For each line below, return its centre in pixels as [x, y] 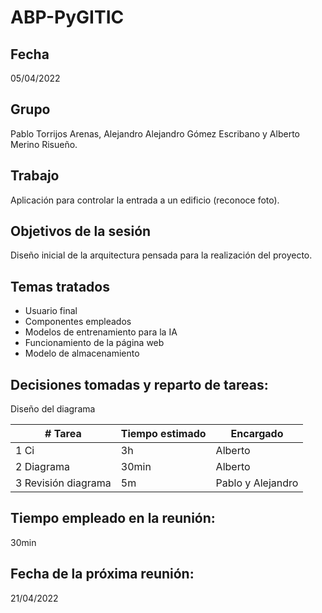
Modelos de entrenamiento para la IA [101, 332]
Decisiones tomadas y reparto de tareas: [139, 384]
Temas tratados [60, 286]
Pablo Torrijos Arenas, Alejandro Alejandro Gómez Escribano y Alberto [155, 133]
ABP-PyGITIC [67, 17]
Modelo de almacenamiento [82, 353]
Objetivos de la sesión [81, 231]
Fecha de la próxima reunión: [102, 574]
